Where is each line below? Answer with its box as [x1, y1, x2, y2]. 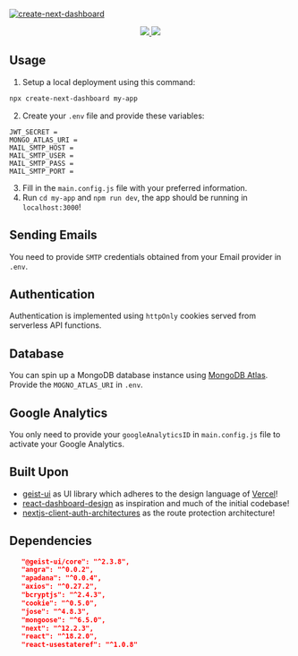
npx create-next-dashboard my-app [9, 94, 139, 103]
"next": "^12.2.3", [21, 624, 94, 633]
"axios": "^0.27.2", [21, 583, 98, 591]
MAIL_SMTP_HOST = [9, 143, 74, 152]
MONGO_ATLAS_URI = [9, 135, 78, 144]
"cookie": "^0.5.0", [21, 599, 98, 608]
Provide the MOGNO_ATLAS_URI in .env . [9, 379, 143, 390]
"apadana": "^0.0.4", [21, 574, 102, 583]
